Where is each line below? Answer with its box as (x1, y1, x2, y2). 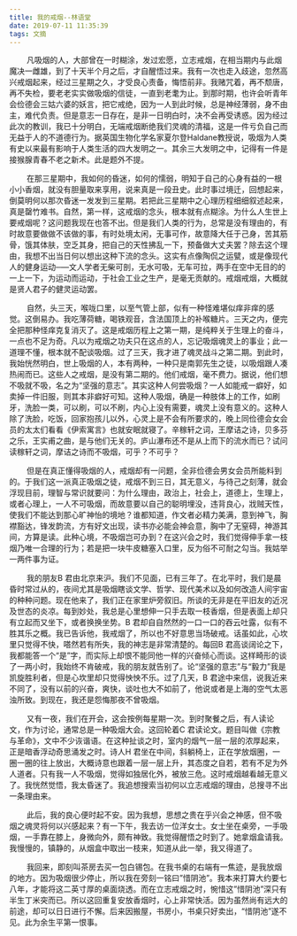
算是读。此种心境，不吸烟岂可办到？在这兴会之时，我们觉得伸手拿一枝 (32, 532, 288, 543)
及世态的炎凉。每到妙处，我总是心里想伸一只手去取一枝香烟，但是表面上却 (9, 606, 280, 616)
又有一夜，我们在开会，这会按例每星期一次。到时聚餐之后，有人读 (26, 714, 267, 724)
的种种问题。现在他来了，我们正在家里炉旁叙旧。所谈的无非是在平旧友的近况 (9, 595, 288, 606)
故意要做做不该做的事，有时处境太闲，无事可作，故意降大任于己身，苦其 (16, 228, 280, 239)
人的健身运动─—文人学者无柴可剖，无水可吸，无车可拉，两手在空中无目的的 (9, 262, 286, 273)
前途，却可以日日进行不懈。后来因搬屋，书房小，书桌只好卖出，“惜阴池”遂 (9, 906, 280, 917)
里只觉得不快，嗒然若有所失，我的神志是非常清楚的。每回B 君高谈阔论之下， (9, 639, 288, 650)
